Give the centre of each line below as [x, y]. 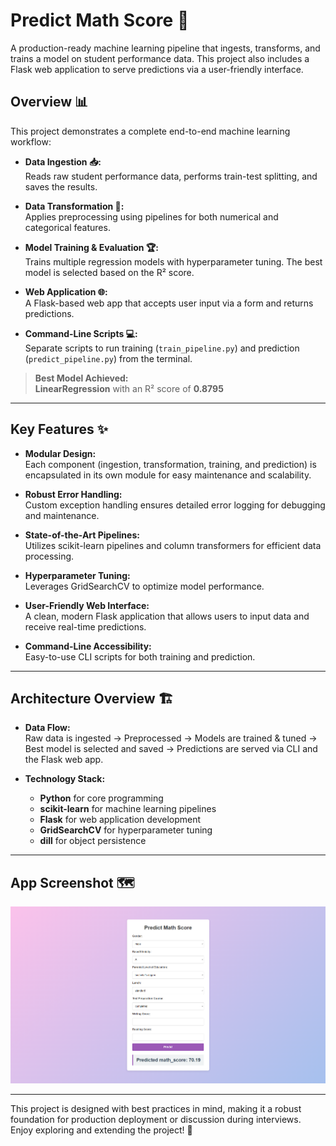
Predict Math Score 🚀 [100, 20]
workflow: [31, 141]
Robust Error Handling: [73, 494]
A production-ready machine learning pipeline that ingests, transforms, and [165, 48]
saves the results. [61, 186]
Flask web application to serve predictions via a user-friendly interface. [157, 69]
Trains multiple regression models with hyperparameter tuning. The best [173, 261]
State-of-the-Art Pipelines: [82, 535]
